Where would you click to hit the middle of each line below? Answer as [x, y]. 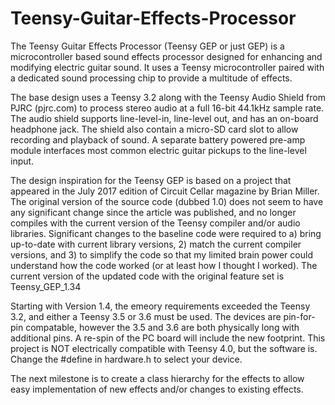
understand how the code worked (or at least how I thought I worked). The [164, 265]
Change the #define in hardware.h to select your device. [126, 359]
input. [22, 161]
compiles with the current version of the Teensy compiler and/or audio [155, 223]
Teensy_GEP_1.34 [46, 286]
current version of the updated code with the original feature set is [147, 276]
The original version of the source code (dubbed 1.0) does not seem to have [167, 201]
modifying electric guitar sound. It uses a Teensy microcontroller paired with [167, 67]
